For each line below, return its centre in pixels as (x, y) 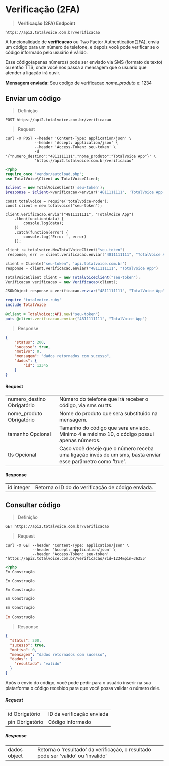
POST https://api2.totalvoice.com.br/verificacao (58, 120)
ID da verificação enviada (78, 714)
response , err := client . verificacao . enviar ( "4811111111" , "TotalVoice (84, 255)
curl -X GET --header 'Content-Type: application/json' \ (67, 545)
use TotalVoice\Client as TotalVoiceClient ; (53, 179)
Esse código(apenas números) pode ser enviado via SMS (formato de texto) (84, 62)
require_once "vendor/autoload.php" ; (45, 174)
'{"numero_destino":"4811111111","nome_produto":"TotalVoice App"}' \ (81, 156)
